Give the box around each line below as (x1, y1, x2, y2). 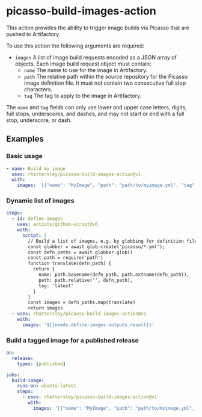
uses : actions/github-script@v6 (17, 221, 98, 228)
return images (28, 305, 63, 311)
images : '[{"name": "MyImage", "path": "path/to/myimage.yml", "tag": (17, 182, 198, 189)
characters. (23, 85, 53, 93)
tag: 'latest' (38, 282, 74, 289)
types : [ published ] (17, 361, 66, 367)
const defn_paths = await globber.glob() (28, 249, 133, 255)
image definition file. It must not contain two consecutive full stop (23, 79, 186, 87)
